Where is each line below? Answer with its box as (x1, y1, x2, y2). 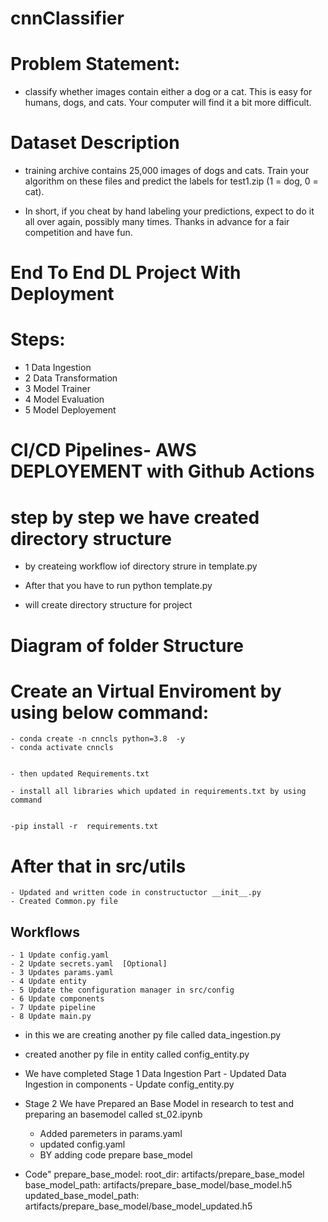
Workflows (10, 923, 80, 941)
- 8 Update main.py (10, 1012, 92, 1022)
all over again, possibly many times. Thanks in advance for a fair (24, 216, 290, 228)
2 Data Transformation (24, 372, 118, 384)
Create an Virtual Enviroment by (10, 680, 282, 702)
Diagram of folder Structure (10, 634, 244, 657)
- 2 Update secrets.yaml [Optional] (10, 959, 168, 969)
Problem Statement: (10, 53, 181, 76)
